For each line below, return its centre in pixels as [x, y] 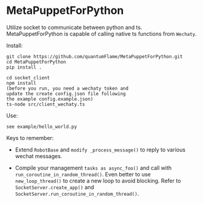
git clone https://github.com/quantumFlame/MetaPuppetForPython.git [95, 56]
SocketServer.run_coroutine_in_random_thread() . [77, 193]
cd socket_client [28, 78]
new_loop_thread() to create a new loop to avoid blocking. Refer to [98, 181]
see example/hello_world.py [42, 127]
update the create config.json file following [66, 94]
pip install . [24, 67]
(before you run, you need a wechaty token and [68, 88]
